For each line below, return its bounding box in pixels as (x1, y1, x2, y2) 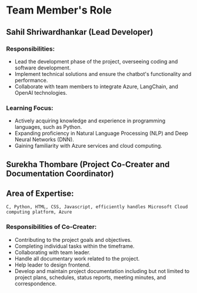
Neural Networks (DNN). (14, 136, 75, 143)
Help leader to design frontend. (14, 261, 91, 268)
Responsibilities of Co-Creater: (6, 223, 97, 231)
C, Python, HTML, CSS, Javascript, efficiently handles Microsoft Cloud (6, 204, 188, 210)
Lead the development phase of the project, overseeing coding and (14, 58, 178, 65)
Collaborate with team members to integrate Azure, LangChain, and (14, 83, 178, 90)
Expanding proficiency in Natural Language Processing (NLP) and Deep (14, 130, 188, 137)
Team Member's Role (6, 4, 112, 17)
